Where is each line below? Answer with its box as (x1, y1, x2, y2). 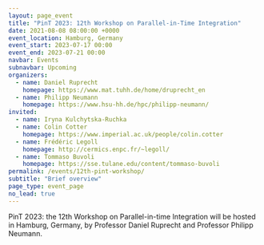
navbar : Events (8, 57, 59, 65)
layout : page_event (8, 11, 74, 20)
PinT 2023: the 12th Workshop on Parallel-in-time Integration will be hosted (8, 211, 256, 221)
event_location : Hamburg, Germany (8, 34, 124, 42)
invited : (8, 109, 38, 117)
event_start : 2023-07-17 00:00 (8, 41, 113, 49)
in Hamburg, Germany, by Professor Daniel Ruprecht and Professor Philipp (8, 220, 254, 230)
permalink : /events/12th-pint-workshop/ (8, 168, 146, 176)
